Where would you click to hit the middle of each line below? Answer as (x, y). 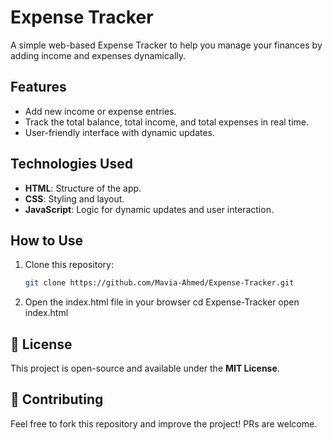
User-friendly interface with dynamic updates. (120, 132)
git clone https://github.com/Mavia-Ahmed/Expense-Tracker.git (159, 283)
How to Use (47, 240)
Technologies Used (71, 164)
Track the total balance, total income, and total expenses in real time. (167, 122)
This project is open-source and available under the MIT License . (145, 368)
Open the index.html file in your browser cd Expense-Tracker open (162, 302)
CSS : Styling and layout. (74, 198)
